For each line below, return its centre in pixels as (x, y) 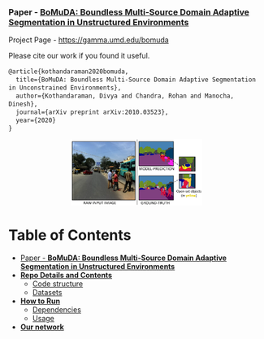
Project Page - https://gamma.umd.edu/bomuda (89, 40)
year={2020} (36, 120)
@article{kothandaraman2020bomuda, (69, 72)
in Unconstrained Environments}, (65, 88)
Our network (42, 327)
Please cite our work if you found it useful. (79, 56)
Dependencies (56, 310)
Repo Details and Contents (66, 276)
